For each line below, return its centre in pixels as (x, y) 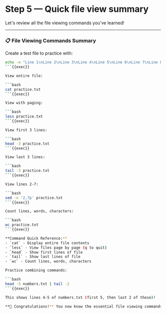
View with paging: (24, 103)
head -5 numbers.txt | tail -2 (37, 284)
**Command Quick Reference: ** (36, 238)
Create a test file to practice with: (39, 53)
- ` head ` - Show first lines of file (44, 252)
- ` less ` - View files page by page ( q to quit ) (56, 248)
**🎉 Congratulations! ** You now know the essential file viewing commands (84, 306)
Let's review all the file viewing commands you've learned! (65, 23)
